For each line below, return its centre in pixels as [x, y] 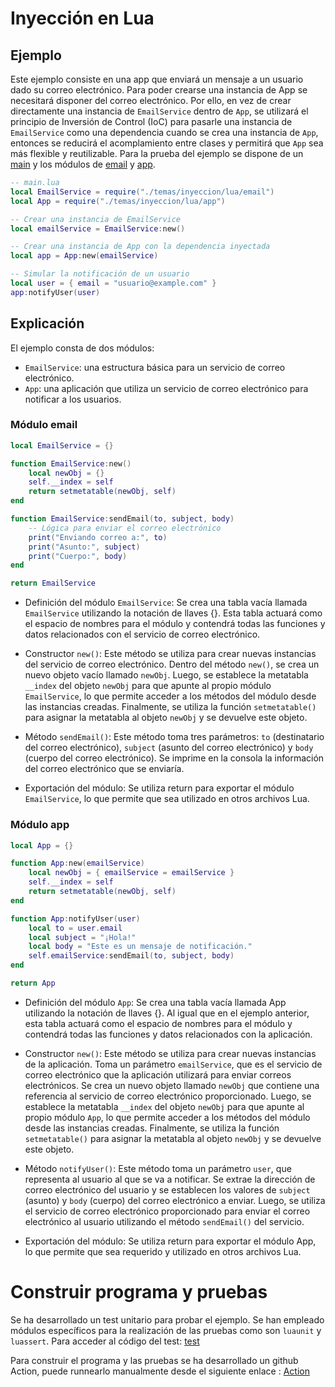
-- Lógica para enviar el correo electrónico [125, 528]
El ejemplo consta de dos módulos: [82, 348]
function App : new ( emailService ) [77, 863]
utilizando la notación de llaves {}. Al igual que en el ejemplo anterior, [167, 1013]
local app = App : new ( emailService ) [84, 256]
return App [33, 983]
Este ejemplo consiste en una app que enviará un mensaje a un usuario [157, 79]
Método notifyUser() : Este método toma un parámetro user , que [158, 1168]
